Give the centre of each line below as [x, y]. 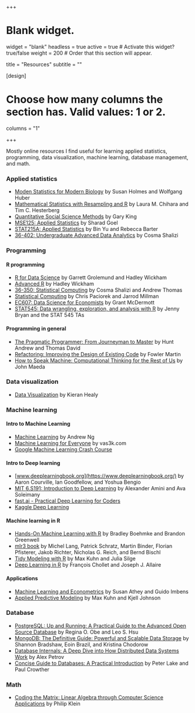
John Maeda [30, 366]
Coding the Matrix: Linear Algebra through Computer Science [89, 698]
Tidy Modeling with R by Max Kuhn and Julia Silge [75, 558]
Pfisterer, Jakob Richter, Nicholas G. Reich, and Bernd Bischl [88, 553]
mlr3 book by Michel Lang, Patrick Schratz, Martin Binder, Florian [93, 546]
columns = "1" [23, 128]
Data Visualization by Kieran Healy [56, 394]
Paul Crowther [32, 669]
